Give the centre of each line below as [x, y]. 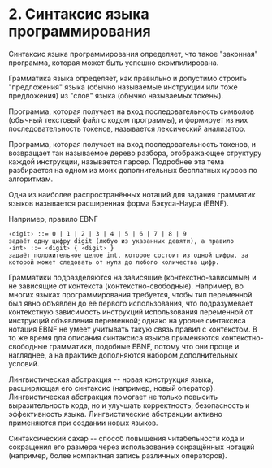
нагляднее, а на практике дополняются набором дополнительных [123, 355]
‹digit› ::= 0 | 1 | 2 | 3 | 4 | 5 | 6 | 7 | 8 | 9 [97, 234]
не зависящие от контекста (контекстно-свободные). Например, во [126, 286]
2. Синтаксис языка [79, 14]
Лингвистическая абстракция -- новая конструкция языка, [111, 379]
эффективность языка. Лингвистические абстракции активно [116, 414]
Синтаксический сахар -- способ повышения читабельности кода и [127, 438]
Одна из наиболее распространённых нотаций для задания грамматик [132, 194]
